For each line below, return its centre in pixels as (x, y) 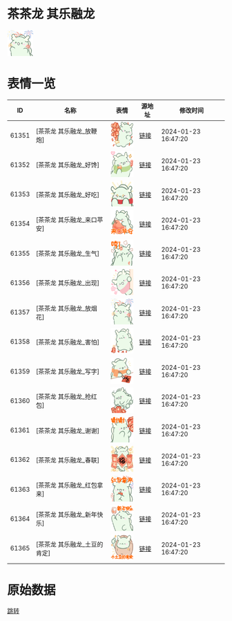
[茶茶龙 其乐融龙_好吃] (68, 194)
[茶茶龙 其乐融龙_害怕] (68, 342)
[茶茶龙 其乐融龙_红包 (67, 485)
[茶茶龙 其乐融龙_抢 (64, 397)
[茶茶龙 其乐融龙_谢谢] (68, 430)
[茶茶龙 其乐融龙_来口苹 (69, 219)
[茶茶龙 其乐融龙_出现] (68, 283)
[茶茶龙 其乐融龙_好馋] (68, 165)
